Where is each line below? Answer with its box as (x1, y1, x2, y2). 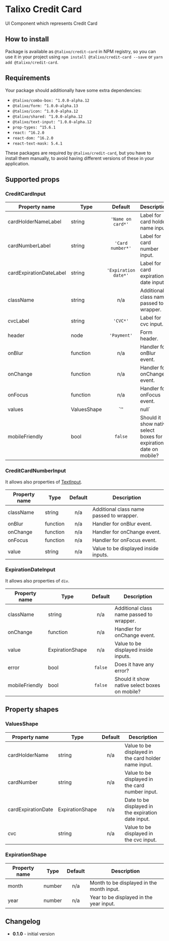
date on (140, 446, 158, 453)
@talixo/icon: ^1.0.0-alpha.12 (12, 109, 78, 114)
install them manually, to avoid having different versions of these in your (5, 155, 154, 161)
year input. (90, 900, 115, 907)
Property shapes (5, 705, 59, 714)
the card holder (124, 754, 161, 761)
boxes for (140, 433, 162, 440)
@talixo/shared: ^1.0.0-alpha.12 (12, 114, 83, 119)
